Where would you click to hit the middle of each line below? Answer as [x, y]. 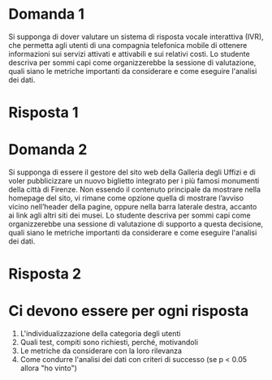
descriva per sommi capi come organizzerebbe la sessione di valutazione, [132, 63]
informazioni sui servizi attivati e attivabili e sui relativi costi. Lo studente [129, 54]
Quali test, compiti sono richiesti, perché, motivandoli [109, 343]
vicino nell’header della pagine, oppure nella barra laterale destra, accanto [133, 207]
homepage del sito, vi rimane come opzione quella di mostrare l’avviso [126, 198]
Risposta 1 [43, 112]
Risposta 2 [45, 274]
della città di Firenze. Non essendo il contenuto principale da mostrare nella [135, 190]
